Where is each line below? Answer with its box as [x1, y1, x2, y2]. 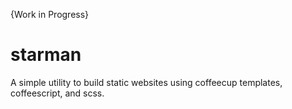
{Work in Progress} [10, 9, 90, 20]
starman [10, 44, 82, 66]
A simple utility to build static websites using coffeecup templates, [10, 76, 283, 88]
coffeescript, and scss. [10, 87, 105, 99]
